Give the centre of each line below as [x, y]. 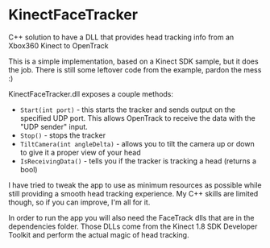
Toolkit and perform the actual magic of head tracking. [99, 234]
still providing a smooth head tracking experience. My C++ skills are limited [133, 193]
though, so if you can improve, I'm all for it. [79, 202]
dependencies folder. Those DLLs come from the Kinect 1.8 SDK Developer [133, 226]
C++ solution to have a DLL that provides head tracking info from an [121, 37]
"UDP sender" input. [54, 126]
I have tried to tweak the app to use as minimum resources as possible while [135, 185]
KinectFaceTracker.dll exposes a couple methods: [91, 93]
